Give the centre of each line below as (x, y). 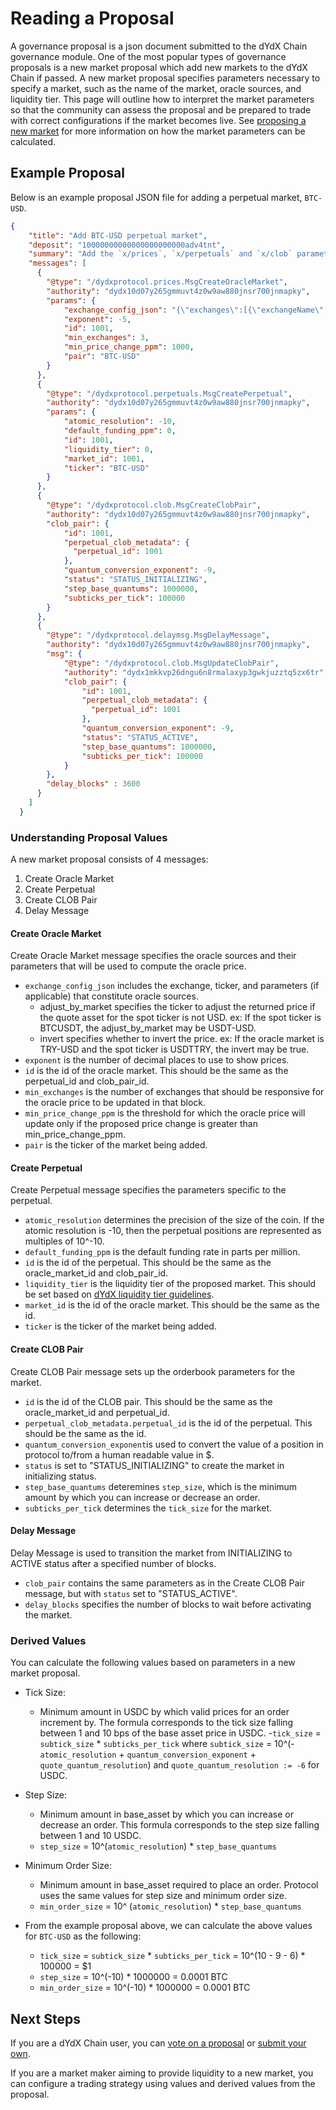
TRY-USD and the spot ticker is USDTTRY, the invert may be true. (174, 1049)
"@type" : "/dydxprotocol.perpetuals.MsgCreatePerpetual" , (169, 393)
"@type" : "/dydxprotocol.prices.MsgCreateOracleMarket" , (167, 282)
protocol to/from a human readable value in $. (119, 1454)
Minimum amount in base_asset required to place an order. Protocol (179, 1885)
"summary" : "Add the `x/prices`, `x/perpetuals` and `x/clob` (160, 254)
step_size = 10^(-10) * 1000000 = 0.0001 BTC (133, 1977)
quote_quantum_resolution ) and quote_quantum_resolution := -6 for (179, 1765)
